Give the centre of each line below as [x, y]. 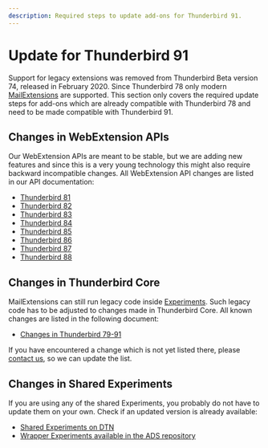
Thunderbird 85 [46, 232]
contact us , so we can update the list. [70, 359]
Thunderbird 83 [46, 214]
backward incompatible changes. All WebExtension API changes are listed [131, 173]
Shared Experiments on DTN [67, 427]
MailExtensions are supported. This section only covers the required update [134, 95]
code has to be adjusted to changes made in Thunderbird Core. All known [130, 311]
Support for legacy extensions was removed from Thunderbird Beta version [133, 78]
